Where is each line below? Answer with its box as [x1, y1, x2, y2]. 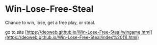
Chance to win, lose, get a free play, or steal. [5, 20, 96, 25]
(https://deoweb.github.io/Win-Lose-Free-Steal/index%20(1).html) [5, 34, 139, 40]
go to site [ [5, 29, 27, 35]
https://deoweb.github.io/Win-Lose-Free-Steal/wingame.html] [26, 29, 152, 35]
